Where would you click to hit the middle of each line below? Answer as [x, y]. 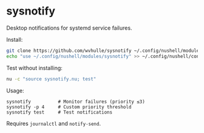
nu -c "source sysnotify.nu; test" [51, 79]
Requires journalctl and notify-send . [54, 123]
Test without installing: [34, 68]
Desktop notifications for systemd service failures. [69, 28]
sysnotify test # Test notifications [59, 112]
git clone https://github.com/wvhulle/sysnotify [69, 50]
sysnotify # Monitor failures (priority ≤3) [76, 102]
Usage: [15, 90]
